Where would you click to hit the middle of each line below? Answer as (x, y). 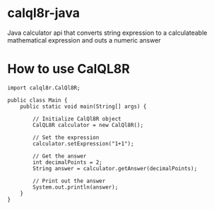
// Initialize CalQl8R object (77, 118)
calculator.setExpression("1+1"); (83, 143)
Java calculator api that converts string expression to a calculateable (107, 33)
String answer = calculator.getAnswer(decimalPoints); (115, 168)
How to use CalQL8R (69, 69)
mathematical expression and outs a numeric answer (84, 40)
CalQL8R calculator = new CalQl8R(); (88, 125)
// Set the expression (66, 137)
